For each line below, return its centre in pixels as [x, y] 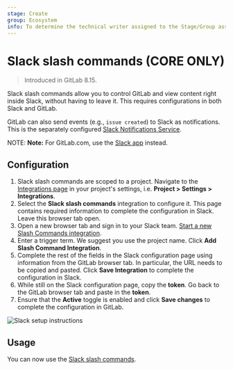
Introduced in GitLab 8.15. [60, 80]
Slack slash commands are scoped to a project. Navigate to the [107, 182]
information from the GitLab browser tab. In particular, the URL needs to [120, 263]
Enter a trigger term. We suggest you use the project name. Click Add [117, 241]
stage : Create [28, 14]
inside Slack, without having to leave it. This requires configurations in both [114, 101]
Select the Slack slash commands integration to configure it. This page [119, 204]
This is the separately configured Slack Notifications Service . [95, 129]
